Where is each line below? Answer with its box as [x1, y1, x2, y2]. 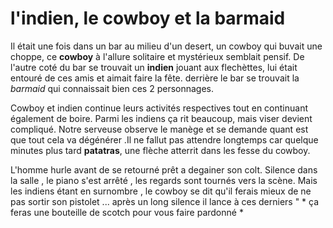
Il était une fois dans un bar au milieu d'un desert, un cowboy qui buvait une [10, 40, 323, 52]
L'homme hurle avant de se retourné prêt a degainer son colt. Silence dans [10, 163, 318, 176]
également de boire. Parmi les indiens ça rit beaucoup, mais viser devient [10, 112, 313, 124]
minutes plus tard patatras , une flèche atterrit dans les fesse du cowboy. [10, 144, 311, 156]
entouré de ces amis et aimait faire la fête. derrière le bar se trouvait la [10, 72, 300, 84]
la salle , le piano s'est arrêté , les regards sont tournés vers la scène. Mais [10, 174, 318, 186]
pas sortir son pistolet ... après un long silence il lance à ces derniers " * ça [10, 195, 320, 207]
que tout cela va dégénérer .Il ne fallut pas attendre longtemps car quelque [10, 133, 319, 146]
